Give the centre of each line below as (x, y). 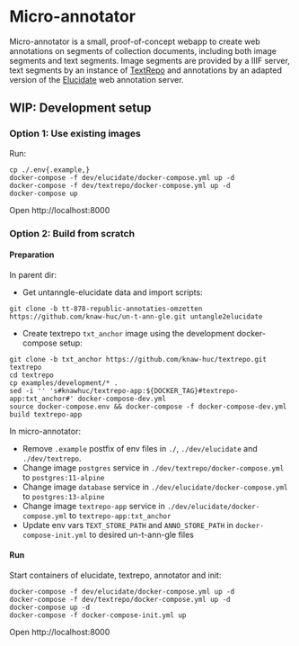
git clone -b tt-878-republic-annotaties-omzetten (106, 309)
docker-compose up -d (50, 607)
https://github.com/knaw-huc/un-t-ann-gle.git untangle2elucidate (136, 317)
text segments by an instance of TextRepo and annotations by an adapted (146, 70)
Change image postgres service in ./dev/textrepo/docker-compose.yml (153, 467)
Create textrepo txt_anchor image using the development (128, 333)
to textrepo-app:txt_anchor (120, 516)
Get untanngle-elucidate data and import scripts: (113, 292)
